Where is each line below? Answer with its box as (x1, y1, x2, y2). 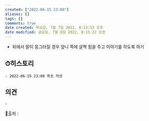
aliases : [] (5, 12, 29, 17)
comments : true (5, 20, 36, 26)
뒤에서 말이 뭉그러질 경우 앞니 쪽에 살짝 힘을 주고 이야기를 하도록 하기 (12, 44, 145, 49)
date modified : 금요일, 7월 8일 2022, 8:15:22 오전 (5, 30, 106, 35)
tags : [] (5, 16, 23, 21)
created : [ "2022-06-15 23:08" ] (5, 7, 69, 12)
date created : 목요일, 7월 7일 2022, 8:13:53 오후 (5, 25, 103, 30)
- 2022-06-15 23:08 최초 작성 (5, 74, 63, 79)
